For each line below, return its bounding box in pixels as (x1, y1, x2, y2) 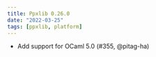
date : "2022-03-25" (7, 17, 64, 24)
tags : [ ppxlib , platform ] (7, 23, 82, 30)
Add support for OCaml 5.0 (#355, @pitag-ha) (17, 42, 150, 51)
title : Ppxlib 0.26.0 (7, 10, 70, 17)
